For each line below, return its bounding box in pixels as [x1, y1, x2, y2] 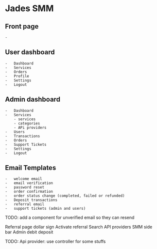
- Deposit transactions [5, 198, 57, 202]
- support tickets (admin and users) [5, 206, 86, 211]
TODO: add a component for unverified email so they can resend [5, 215, 135, 220]
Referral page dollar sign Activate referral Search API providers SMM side [5, 224, 153, 230]
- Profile [5, 74, 29, 78]
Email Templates [5, 164, 56, 172]
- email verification [5, 181, 53, 186]
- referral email [5, 202, 45, 207]
